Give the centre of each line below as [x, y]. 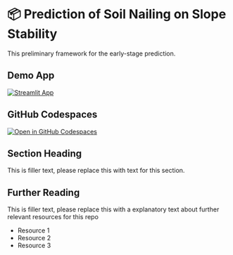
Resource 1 [33, 230]
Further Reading [44, 192]
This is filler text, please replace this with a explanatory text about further [113, 209]
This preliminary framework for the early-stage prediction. [92, 53]
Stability [32, 34]
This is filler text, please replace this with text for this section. [96, 171]
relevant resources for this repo [53, 217]
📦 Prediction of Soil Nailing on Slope [117, 14]
